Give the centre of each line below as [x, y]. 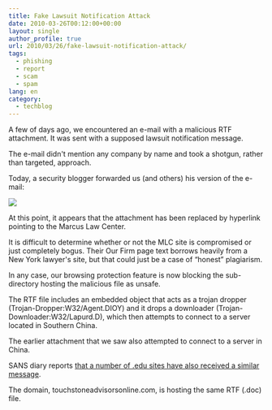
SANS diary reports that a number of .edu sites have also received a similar [134, 365]
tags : [17, 54]
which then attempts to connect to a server [179, 317]
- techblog [34, 106]
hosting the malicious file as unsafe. [100, 284]
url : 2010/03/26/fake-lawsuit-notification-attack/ [97, 46]
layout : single [34, 31]
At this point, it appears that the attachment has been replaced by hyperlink [135, 218]
